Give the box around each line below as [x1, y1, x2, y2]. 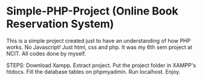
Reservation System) [6, 17, 114, 31]
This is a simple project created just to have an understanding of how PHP [6, 37, 191, 44]
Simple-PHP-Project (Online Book [6, 4, 178, 18]
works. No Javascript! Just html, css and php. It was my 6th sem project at [6, 44, 192, 51]
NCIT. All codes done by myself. [6, 50, 86, 57]
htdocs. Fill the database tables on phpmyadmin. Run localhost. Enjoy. [6, 68, 181, 75]
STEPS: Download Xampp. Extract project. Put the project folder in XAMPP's [6, 62, 197, 69]
